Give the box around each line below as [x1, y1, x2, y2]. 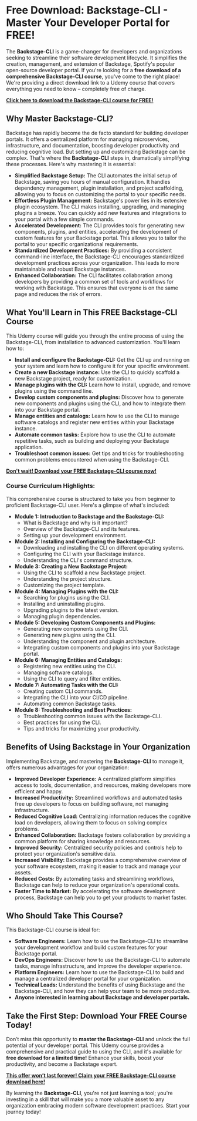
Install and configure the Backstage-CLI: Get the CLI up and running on [14, 356, 190, 363]
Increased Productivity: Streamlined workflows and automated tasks [14, 794, 183, 801]
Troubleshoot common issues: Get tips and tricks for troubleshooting [14, 450, 184, 457]
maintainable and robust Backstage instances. [14, 265, 127, 272]
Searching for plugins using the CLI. [23, 594, 110, 601]
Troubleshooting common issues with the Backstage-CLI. [23, 712, 162, 719]
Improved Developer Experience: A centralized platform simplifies [14, 775, 176, 782]
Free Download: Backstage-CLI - [6, 4, 168, 17]
